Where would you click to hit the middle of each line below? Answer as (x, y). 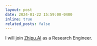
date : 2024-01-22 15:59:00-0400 (39, 14)
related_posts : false (28, 24)
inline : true (19, 19)
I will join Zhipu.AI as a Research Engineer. (49, 38)
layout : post (19, 10)
